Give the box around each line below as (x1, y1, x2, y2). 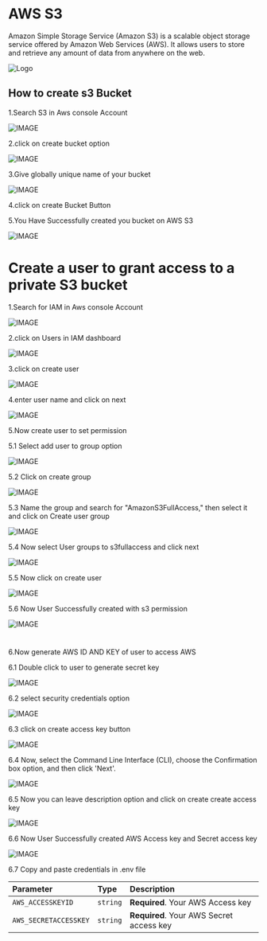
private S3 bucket (8, 275, 128, 294)
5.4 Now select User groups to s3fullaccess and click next (8, 542, 199, 552)
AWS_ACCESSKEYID (12, 897, 74, 907)
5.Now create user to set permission (8, 425, 127, 435)
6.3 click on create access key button (8, 724, 131, 733)
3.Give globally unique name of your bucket (8, 169, 151, 179)
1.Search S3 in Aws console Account (8, 107, 128, 117)
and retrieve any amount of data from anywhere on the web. (8, 48, 205, 57)
